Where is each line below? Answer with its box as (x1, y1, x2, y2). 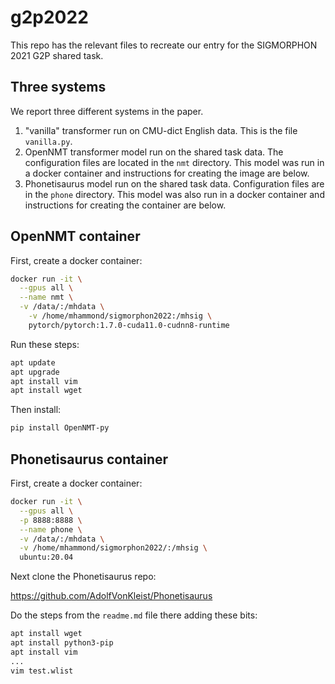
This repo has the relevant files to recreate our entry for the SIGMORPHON (10, 39, 318, 51)
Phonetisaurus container (10, 451, 169, 468)
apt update (10, 357, 56, 368)
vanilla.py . (24, 135, 73, 147)
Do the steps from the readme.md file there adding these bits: (10, 609, 258, 621)
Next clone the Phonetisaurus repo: (10, 571, 157, 583)
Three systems (10, 79, 107, 96)
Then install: (10, 404, 62, 416)
